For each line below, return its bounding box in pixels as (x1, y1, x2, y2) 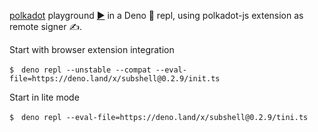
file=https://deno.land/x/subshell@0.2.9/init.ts (9, 74, 221, 84)
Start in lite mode (9, 91, 80, 103)
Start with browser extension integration (9, 44, 175, 55)
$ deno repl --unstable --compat (9, 65, 152, 75)
